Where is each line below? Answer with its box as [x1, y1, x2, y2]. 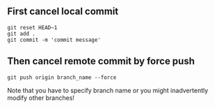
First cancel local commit [7, 6, 119, 17]
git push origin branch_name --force [7, 73, 117, 81]
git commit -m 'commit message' [7, 36, 101, 43]
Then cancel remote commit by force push [7, 55, 195, 67]
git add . [7, 30, 36, 37]
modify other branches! [7, 94, 75, 102]
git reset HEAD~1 [7, 24, 58, 31]
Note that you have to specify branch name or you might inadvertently [7, 86, 209, 94]
